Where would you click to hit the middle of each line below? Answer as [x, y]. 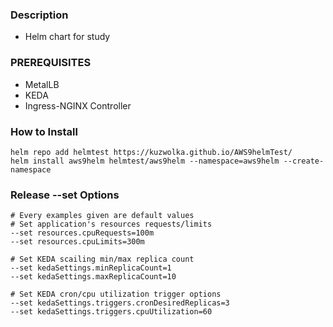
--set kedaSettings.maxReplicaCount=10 [93, 277]
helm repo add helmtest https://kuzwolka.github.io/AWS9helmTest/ [151, 152]
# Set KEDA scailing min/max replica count [102, 259]
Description [39, 15]
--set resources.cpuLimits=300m [77, 242]
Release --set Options [65, 195]
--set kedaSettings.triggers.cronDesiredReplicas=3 [120, 303]
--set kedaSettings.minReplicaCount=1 [91, 268]
